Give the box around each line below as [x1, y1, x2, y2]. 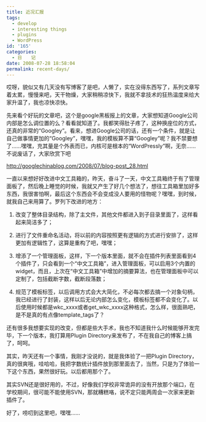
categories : [6, 49, 37, 55]
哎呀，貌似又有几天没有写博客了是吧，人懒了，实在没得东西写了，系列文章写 [6, 83, 200, 91]
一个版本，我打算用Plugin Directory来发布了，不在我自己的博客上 [22, 332, 187, 339]
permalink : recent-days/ [6, 66, 70, 72]
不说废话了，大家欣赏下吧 [6, 150, 71, 157]
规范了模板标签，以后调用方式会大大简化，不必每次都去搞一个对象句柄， [15, 288, 198, 296]
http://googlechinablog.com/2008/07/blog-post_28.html [6, 162, 148, 170]
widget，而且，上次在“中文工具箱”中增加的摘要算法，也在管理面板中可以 [15, 268, 199, 275]
